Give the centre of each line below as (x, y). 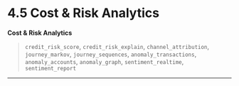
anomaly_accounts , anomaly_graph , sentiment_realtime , (104, 61)
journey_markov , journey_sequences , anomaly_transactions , (111, 54)
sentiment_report (51, 68)
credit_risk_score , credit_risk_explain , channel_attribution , (117, 46)
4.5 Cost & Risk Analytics (84, 13)
